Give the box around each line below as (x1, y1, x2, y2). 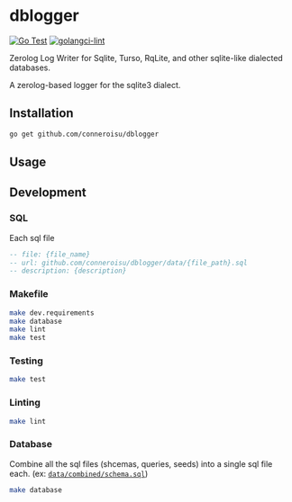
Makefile (9, 288, 49, 300)
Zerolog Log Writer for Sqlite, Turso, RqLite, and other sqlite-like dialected (9, 52, 284, 63)
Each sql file (9, 232, 55, 243)
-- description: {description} (9, 266, 127, 275)
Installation (9, 105, 74, 121)
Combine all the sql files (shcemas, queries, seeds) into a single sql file (9, 458, 273, 469)
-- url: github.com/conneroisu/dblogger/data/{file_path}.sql (9, 258, 248, 267)
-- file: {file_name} (9, 249, 91, 259)
